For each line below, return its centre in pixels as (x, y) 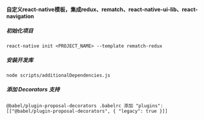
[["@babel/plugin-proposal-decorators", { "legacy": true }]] (87, 111)
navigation (20, 16)
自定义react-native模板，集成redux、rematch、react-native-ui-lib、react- (102, 9)
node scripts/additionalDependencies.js (59, 75)
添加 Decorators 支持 (33, 90)
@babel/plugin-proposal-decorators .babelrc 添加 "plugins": (85, 106)
